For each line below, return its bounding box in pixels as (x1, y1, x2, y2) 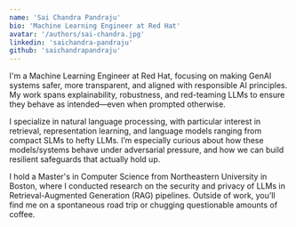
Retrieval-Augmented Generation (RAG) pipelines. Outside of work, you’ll (9, 191, 276, 201)
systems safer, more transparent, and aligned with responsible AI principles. (9, 80, 288, 91)
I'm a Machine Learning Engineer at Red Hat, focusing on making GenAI (9, 70, 272, 81)
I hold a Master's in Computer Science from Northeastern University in (9, 171, 268, 182)
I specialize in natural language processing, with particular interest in (9, 117, 261, 127)
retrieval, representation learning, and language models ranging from (9, 126, 262, 136)
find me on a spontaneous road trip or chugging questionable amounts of (9, 199, 278, 210)
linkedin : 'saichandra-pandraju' (9, 37, 133, 47)
